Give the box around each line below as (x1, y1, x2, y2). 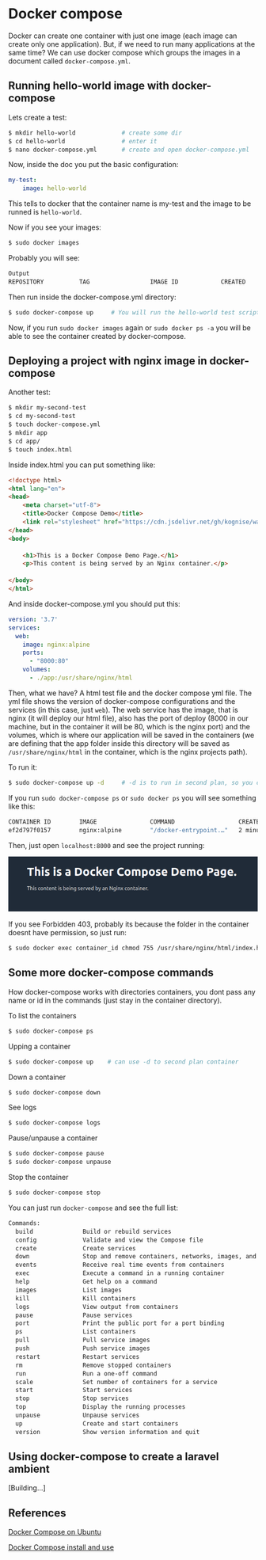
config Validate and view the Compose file (15, 1236, 203, 1244)
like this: (8, 801, 36, 811)
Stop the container (8, 1173, 69, 1182)
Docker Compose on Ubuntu (8, 1528, 101, 1537)
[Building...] (8, 1483, 46, 1493)
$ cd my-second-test (8, 413, 77, 420)
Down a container (8, 1072, 66, 1082)
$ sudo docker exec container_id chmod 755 (8, 944, 154, 953)
